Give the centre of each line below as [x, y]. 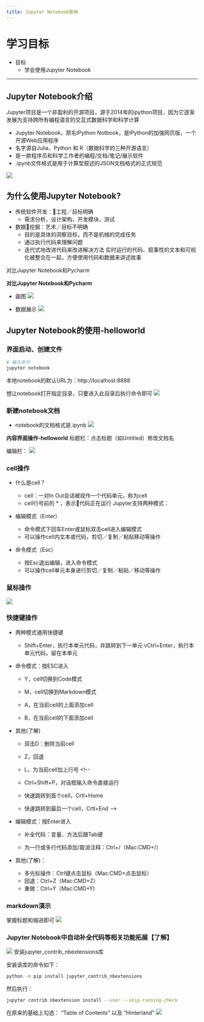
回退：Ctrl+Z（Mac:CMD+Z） [61, 881]
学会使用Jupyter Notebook [57, 70]
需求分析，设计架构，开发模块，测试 [70, 220]
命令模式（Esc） [36, 550]
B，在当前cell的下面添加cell [59, 718]
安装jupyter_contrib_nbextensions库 [59, 952]
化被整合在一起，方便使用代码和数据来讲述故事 [83, 257]
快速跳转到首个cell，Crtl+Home [63, 795]
